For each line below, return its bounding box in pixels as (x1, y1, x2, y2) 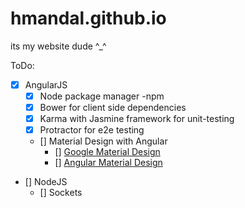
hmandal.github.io (10, 7, 167, 30)
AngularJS (24, 78, 68, 91)
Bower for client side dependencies (39, 102, 187, 114)
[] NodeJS (24, 176, 68, 188)
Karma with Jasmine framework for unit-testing (39, 113, 235, 125)
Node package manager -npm (39, 90, 165, 102)
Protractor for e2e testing (39, 124, 145, 136)
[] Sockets (39, 187, 83, 199)
